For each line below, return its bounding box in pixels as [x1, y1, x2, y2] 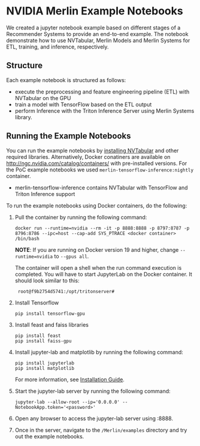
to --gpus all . [53, 252, 89, 260]
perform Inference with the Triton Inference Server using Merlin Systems [14, 107, 195, 114]
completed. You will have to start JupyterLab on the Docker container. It [14, 270, 193, 278]
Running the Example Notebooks [6, 131, 131, 141]
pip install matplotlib [14, 365, 75, 371]
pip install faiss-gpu [14, 337, 72, 344]
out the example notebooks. [14, 433, 84, 440]
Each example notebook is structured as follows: [6, 76, 126, 83]
